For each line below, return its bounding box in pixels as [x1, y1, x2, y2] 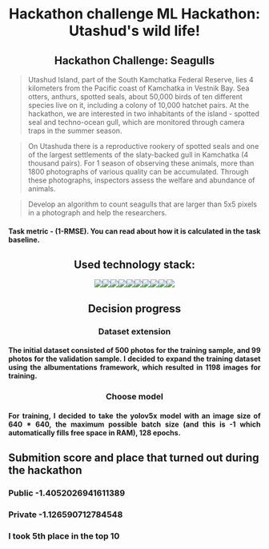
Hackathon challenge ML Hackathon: [9, 5, 260, 23]
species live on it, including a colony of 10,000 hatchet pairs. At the [27, 101, 250, 110]
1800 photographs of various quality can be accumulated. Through [27, 167, 249, 176]
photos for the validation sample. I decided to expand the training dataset [8, 354, 261, 364]
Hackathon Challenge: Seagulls [54, 54, 215, 67]
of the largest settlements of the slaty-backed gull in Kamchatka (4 [27, 150, 249, 159]
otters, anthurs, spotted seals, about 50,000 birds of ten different [27, 92, 243, 101]
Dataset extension [98, 326, 171, 337]
